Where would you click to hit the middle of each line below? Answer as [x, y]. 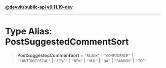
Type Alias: [29, 32]
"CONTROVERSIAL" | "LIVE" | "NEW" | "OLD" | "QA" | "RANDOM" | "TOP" [82, 60]
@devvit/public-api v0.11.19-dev [39, 7]
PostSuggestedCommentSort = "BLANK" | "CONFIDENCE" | [75, 55]
